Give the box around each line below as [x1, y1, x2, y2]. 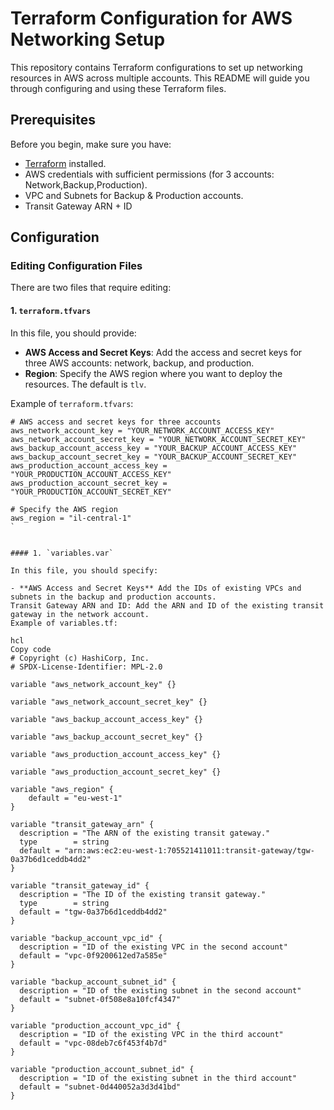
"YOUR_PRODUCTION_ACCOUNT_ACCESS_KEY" [10, 469, 172, 479]
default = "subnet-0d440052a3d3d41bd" [19, 1082, 182, 1092]
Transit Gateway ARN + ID [24, 200, 133, 212]
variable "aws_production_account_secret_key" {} [10, 767, 222, 777]
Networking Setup [10, 28, 166, 51]
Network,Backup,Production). [24, 178, 148, 191]
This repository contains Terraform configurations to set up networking [10, 61, 303, 73]
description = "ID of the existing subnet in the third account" [19, 1073, 298, 1083]
